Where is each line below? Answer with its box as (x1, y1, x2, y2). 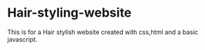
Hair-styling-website (7, 5, 132, 21)
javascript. (7, 35, 38, 43)
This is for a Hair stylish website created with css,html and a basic (7, 28, 199, 36)
